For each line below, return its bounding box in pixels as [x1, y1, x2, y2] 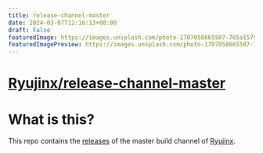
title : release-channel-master [8, 11, 110, 20]
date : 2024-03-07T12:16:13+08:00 [8, 19, 117, 27]
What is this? [8, 111, 95, 128]
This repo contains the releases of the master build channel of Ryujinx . [8, 137, 236, 146]
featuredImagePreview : [8, 41, 82, 49]
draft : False [8, 26, 51, 34]
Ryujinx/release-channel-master [8, 75, 225, 93]
